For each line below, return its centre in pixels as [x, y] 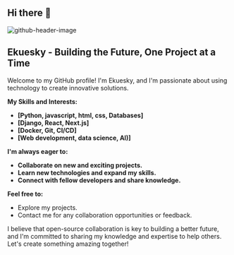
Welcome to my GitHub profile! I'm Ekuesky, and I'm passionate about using [117, 80]
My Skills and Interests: [42, 101]
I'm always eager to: [38, 151]
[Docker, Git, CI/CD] [47, 130]
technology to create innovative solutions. [68, 88]
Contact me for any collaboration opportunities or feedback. [105, 215]
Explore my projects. [47, 207]
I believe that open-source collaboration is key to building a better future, [113, 229]
